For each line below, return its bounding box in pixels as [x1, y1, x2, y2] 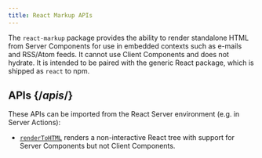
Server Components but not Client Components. [19, 142, 176, 151]
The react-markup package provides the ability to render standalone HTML [8, 33, 249, 42]
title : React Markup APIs [8, 11, 93, 20]
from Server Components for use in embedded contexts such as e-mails [8, 41, 242, 51]
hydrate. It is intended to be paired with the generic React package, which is [8, 58, 254, 67]
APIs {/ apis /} [8, 89, 73, 102]
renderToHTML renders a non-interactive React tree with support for [19, 133, 235, 142]
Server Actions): [8, 118, 61, 127]
